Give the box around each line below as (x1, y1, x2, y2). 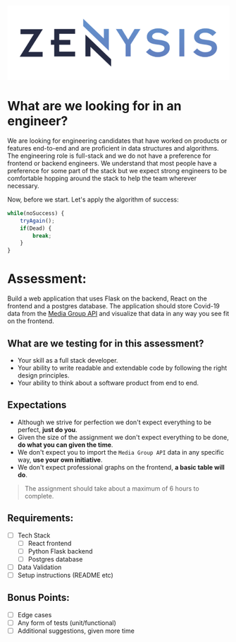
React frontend (27, 539, 72, 547)
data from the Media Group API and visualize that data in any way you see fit (7, 310, 230, 318)
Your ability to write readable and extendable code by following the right (17, 363, 228, 372)
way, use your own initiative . (17, 455, 103, 464)
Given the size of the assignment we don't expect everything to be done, (17, 433, 229, 441)
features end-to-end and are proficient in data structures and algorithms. (7, 144, 220, 152)
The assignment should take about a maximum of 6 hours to (24, 484, 199, 493)
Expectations (7, 399, 67, 412)
